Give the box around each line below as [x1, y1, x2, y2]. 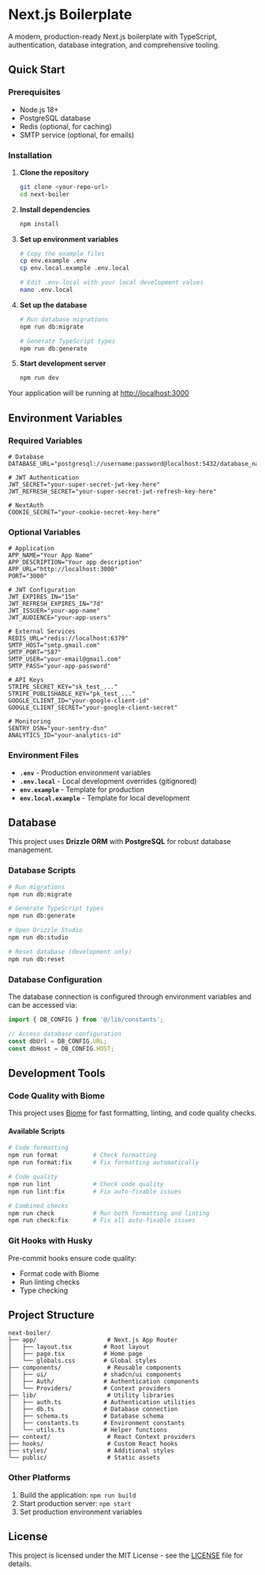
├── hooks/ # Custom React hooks [8, 1440, 178, 1448]
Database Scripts [8, 865, 77, 876]
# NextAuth [8, 501, 44, 509]
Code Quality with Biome [8, 1090, 105, 1101]
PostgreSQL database [19, 113, 91, 123]
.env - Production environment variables [19, 767, 151, 777]
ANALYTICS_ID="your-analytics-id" [8, 732, 122, 740]
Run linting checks [19, 1277, 80, 1286]
